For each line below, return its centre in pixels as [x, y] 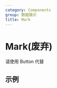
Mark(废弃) [29, 46]
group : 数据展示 [21, 15]
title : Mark [18, 19]
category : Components [28, 10]
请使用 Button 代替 [25, 61]
